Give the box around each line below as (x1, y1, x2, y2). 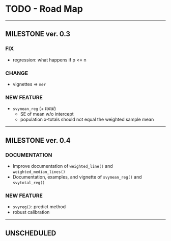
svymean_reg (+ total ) (12, 105, 56, 112)
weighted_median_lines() (12, 169, 66, 174)
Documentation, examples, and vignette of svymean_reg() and (12, 173, 142, 180)
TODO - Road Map (5, 3, 83, 15)
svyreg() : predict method (12, 204, 66, 210)
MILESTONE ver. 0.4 (5, 136, 71, 145)
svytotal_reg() (12, 180, 45, 185)
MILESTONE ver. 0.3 (5, 30, 70, 38)
